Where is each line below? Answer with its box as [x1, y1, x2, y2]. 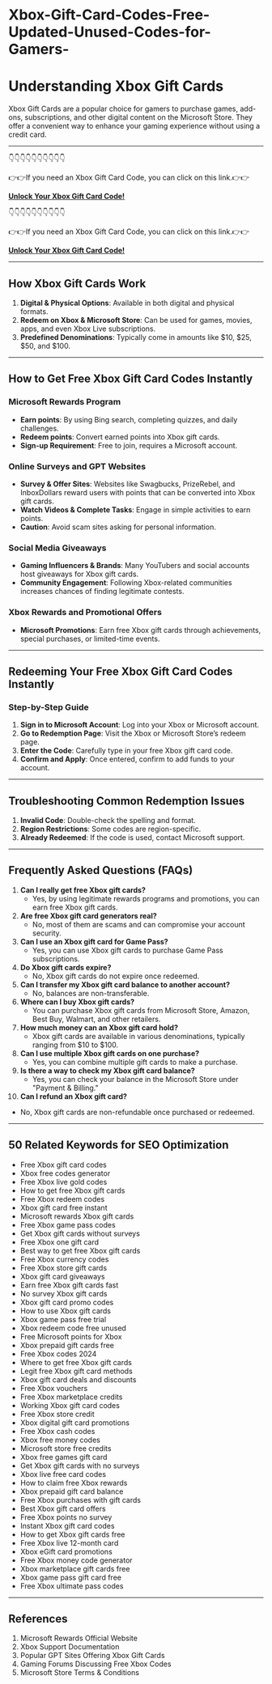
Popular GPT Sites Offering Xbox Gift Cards [19, 1651, 165, 1661]
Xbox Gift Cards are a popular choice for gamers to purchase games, [8, 104, 239, 114]
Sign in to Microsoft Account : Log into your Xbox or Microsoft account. [19, 720, 260, 730]
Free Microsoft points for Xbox [19, 1331, 123, 1341]
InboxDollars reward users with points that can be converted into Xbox [19, 487, 256, 497]
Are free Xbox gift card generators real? [19, 910, 158, 920]
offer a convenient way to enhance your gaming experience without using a [8, 121, 261, 131]
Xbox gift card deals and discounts [19, 1374, 137, 1385]
